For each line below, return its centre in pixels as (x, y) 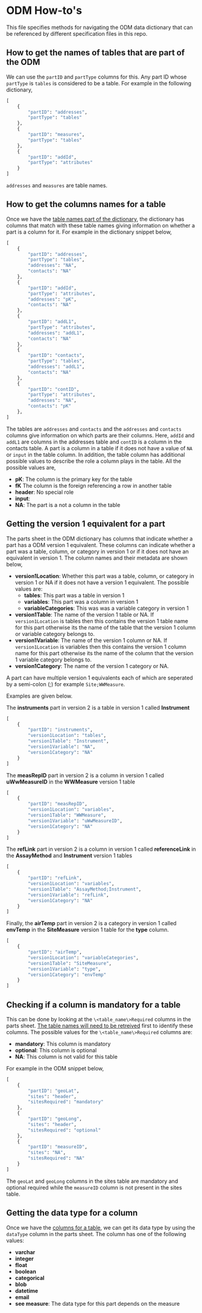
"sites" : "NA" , (47, 1153)
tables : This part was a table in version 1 (74, 595)
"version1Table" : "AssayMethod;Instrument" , (85, 889)
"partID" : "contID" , (54, 389)
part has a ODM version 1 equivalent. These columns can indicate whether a (101, 545)
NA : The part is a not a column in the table (68, 505)
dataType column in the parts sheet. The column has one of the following (96, 1234)
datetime (27, 1291)
